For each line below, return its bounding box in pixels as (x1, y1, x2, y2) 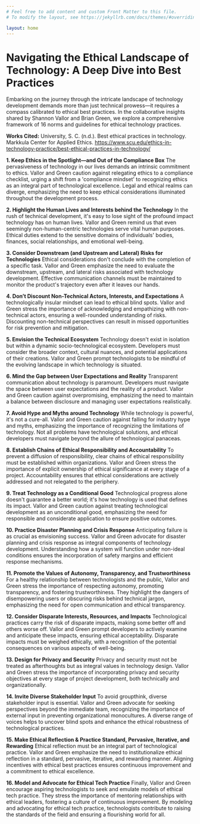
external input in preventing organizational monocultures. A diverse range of (6, 712, 193, 719)
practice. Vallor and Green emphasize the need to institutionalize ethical (6, 749, 183, 756)
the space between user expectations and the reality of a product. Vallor (6, 385, 184, 393)
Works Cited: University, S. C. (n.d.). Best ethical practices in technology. (6, 132, 186, 140)
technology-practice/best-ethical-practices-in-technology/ (6, 145, 151, 153)
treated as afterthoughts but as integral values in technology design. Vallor (6, 663, 189, 670)
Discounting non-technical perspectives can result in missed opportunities (6, 318, 189, 325)
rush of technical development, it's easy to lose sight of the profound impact (6, 213, 193, 220)
